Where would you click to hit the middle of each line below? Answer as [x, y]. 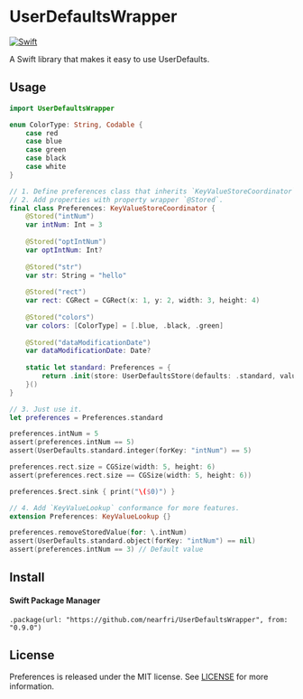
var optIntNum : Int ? [64, 250]
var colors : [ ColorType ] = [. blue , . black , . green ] [124, 326]
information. [32, 686]
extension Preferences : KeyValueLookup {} [90, 517]
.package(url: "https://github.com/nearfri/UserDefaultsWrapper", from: [149, 620]
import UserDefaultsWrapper [62, 108]
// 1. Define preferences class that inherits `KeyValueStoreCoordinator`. [155, 191]
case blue [44, 142]
